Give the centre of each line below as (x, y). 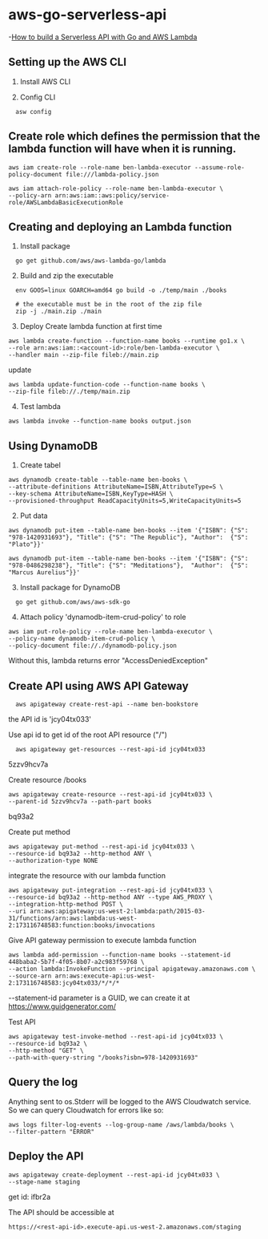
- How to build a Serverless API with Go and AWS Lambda (103, 37)
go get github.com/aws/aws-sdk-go (73, 602)
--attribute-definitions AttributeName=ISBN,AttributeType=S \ (116, 487)
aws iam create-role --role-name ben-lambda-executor (100, 167)
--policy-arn (30, 195)
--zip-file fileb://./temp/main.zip (69, 392)
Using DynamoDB (53, 445)
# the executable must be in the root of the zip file (109, 305)
